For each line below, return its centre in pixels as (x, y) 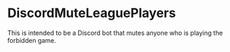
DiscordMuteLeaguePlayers (92, 13)
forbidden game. (32, 40)
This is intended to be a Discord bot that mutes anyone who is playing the (115, 33)
